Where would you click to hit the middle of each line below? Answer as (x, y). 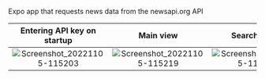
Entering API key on (58, 31)
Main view (158, 36)
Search (245, 36)
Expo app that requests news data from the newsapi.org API (106, 11)
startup (58, 40)
